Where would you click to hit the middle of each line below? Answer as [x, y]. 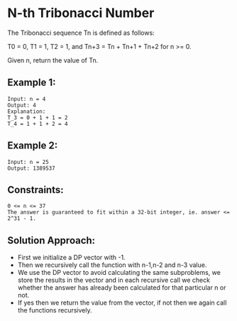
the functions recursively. [55, 310]
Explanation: [27, 111]
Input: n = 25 [28, 162]
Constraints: [35, 190]
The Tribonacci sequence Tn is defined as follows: [81, 33]
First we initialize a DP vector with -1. [71, 258]
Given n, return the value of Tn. [53, 60]
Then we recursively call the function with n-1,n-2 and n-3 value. [112, 265]
